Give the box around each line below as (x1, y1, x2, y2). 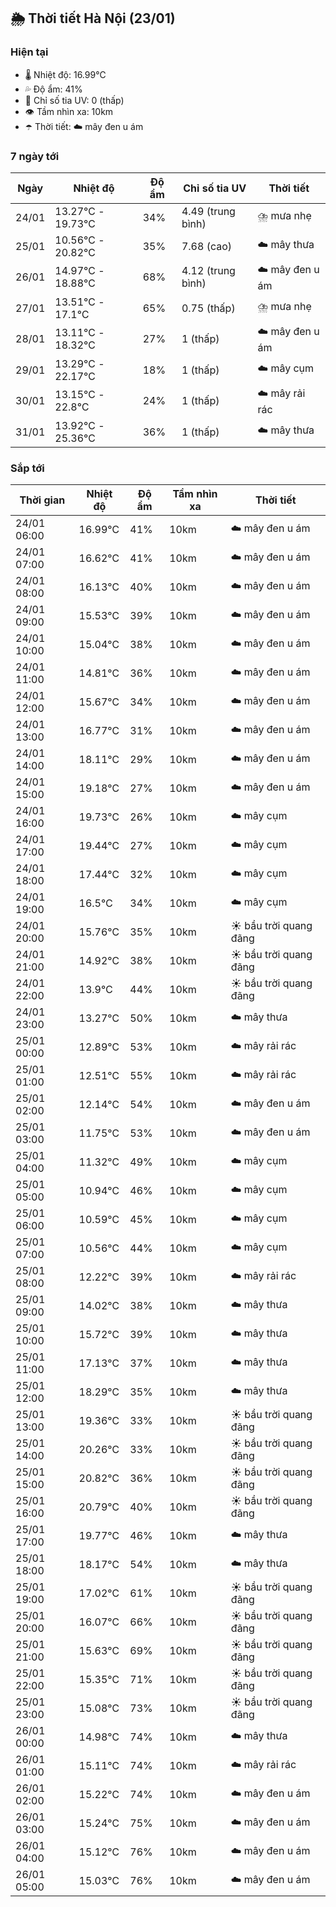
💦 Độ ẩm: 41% (24, 83, 83, 95)
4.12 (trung (181, 264, 236, 278)
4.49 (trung (181, 204, 236, 218)
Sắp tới (10, 461, 45, 475)
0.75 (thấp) (181, 301, 236, 315)
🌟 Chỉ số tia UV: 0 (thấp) (24, 94, 125, 106)
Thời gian (19, 493, 66, 507)
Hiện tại (10, 45, 49, 59)
